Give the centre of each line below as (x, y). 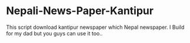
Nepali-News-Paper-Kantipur (80, 11)
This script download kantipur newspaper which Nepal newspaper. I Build (95, 27)
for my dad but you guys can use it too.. (54, 33)
